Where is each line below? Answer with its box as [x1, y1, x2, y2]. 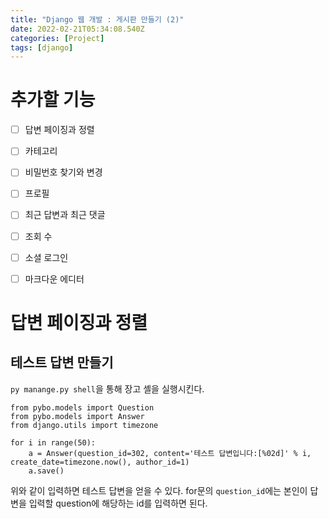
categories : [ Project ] [10, 33, 105, 43]
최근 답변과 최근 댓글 [24, 209, 106, 221]
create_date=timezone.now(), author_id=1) [10, 457, 190, 467]
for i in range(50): [10, 437, 97, 448]
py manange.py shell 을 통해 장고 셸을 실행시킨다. [10, 382, 205, 395]
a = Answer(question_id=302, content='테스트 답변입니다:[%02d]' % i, [28, 448, 312, 458]
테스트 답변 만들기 [10, 354, 114, 371]
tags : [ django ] [10, 42, 74, 53]
